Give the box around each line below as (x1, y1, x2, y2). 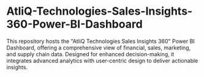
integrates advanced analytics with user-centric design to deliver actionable (6, 57, 198, 64)
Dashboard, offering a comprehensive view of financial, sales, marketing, (6, 44, 191, 51)
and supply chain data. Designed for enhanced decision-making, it (6, 50, 175, 57)
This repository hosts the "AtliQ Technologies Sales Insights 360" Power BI (6, 37, 195, 45)
